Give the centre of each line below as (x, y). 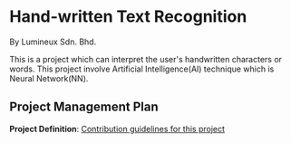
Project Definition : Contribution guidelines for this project (117, 129)
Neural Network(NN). (49, 78)
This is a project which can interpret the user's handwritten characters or (146, 59)
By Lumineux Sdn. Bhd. (53, 42)
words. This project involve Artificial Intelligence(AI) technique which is (142, 69)
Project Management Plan (84, 107)
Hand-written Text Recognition (128, 17)
